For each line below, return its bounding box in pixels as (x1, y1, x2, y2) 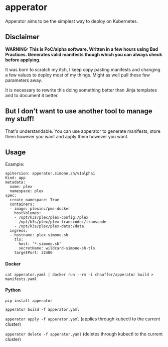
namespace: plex (10, 189, 44, 194)
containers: (10, 202, 35, 207)
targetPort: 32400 (14, 250, 53, 255)
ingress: (10, 228, 28, 233)
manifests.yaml (5, 276, 37, 282)
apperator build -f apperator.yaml (5, 307, 80, 312)
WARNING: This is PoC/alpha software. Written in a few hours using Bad (5, 46, 158, 52)
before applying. (5, 57, 41, 63)
